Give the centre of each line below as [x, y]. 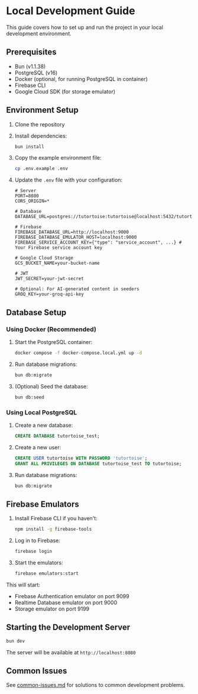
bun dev [16, 641]
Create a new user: [38, 447]
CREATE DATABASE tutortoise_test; [57, 436]
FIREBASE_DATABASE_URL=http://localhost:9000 [72, 232]
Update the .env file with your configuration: [69, 180]
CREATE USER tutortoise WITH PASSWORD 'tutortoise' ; [81, 458]
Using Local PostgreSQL [42, 412]
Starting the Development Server [68, 627]
